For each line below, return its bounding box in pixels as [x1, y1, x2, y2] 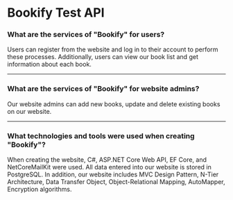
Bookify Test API [7, 5, 105, 21]
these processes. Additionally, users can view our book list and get [7, 53, 199, 61]
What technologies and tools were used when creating [7, 131, 196, 140]
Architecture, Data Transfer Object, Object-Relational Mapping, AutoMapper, [7, 178, 225, 186]
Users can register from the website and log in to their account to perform [7, 45, 218, 53]
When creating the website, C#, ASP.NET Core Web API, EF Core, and [7, 156, 207, 164]
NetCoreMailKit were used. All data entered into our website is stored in [7, 163, 212, 172]
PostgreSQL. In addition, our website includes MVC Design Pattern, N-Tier [7, 170, 219, 178]
